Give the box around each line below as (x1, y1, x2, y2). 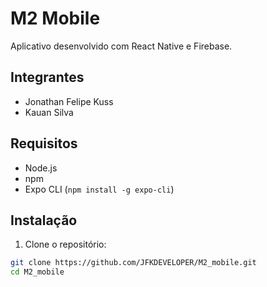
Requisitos (10, 135, 78, 152)
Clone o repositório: (24, 238, 107, 251)
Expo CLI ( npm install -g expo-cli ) (24, 183, 175, 195)
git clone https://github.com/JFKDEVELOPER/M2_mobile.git (10, 258, 257, 268)
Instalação (10, 212, 78, 229)
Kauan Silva (24, 106, 74, 118)
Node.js (24, 162, 58, 174)
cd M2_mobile (10, 267, 65, 277)
